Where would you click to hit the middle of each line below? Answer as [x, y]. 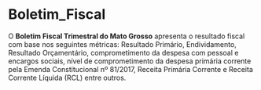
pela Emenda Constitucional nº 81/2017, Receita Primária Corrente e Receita [131, 69]
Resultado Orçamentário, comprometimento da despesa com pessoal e [123, 52]
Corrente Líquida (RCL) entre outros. [67, 77]
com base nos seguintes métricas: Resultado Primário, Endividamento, [123, 44]
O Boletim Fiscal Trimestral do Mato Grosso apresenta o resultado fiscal [127, 36]
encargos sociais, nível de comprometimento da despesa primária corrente [130, 61]
